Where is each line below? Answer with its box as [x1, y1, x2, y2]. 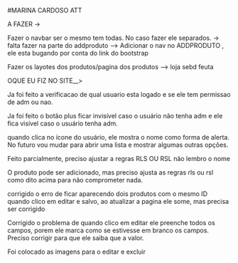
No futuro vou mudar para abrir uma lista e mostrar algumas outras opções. [7, 140, 229, 149]
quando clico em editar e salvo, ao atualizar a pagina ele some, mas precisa [7, 197, 229, 205]
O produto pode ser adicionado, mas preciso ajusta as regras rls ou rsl [7, 168, 214, 177]
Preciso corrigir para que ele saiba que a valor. [7, 234, 144, 242]
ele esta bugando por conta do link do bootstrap [7, 49, 149, 57]
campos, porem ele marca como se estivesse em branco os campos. [7, 226, 210, 234]
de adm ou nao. [7, 98, 53, 106]
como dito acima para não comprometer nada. [7, 176, 144, 184]
